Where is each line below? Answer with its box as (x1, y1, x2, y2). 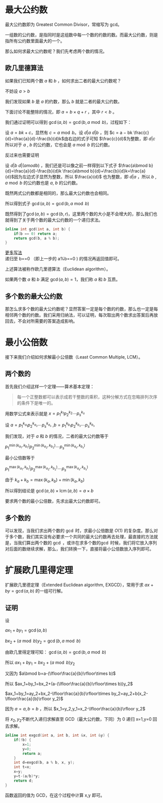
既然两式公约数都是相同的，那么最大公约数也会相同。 (5, 190, 112, 196)
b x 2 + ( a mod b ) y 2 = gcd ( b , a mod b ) (5, 638, 81, 645)
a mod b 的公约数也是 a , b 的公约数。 (5, 180, 81, 186)
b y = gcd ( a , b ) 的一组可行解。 (5, 588, 65, 594)
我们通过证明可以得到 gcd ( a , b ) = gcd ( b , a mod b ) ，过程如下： (5, 119, 132, 125)
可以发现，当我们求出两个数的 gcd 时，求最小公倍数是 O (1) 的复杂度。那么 (5, 528, 154, 534)
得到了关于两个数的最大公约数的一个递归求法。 (9, 217, 103, 223)
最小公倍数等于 (5, 455, 35, 461)
